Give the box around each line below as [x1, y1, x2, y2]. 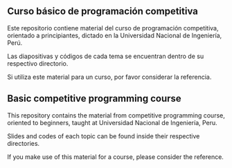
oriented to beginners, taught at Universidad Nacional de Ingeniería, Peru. [7, 118, 218, 127]
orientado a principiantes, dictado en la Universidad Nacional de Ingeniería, [7, 31, 222, 39]
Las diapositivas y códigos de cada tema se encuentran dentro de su [7, 52, 204, 60]
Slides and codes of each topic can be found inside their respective [7, 131, 200, 140]
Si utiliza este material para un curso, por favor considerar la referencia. [7, 73, 212, 81]
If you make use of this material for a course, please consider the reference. [7, 152, 224, 161]
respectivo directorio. [7, 59, 69, 68]
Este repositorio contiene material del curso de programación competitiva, [7, 24, 220, 32]
